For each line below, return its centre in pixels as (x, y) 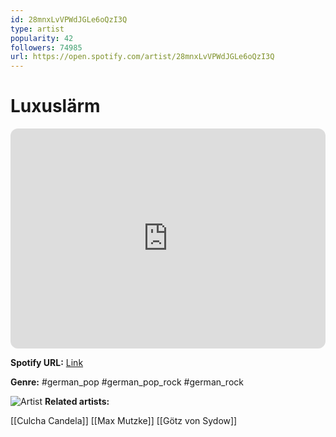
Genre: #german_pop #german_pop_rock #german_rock (127, 382)
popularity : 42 (42, 38)
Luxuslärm (55, 106)
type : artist (37, 29)
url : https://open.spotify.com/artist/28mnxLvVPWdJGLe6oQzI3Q (142, 57)
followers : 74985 (46, 47)
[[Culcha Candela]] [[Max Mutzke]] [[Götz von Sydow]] (124, 421)
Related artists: (77, 402)
